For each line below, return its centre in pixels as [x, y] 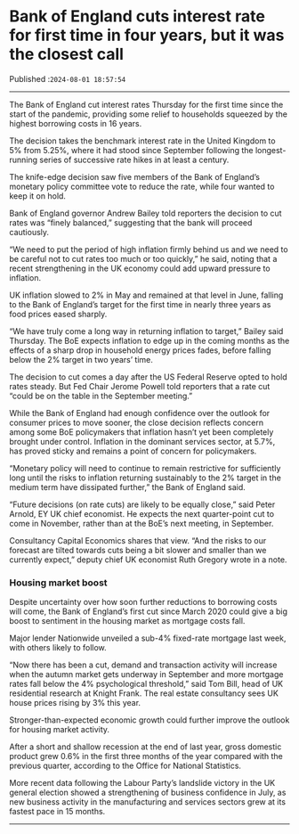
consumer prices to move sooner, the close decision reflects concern [137, 422]
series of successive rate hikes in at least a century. [134, 159]
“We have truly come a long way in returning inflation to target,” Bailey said [146, 331]
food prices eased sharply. [58, 314]
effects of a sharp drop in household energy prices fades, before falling [140, 350]
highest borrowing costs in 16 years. [76, 123]
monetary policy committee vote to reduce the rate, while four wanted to [142, 186]
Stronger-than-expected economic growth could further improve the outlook [149, 720]
